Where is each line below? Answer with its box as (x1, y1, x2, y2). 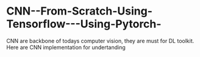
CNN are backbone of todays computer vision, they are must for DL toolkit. (6, 37, 195, 44)
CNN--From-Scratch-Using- (6, 4, 153, 18)
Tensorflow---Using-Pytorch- (6, 17, 162, 31)
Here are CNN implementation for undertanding (6, 44, 126, 51)
